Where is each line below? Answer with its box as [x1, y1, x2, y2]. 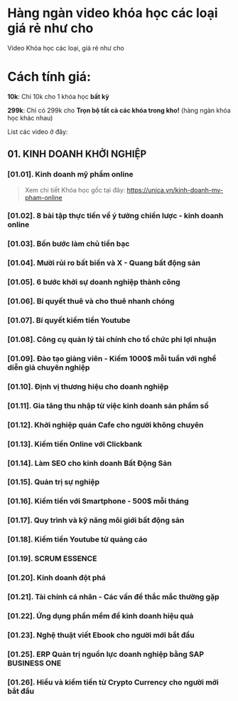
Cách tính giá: [7, 69, 91, 85]
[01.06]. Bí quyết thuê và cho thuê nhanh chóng [7, 296, 175, 306]
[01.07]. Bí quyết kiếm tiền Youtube [7, 316, 131, 326]
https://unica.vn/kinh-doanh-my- [126, 185, 224, 194]
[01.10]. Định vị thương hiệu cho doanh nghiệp [7, 381, 169, 391]
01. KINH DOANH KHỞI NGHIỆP [7, 148, 147, 160]
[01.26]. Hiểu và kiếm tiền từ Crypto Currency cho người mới [7, 677, 219, 687]
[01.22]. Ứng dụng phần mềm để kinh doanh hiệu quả [7, 611, 194, 620]
